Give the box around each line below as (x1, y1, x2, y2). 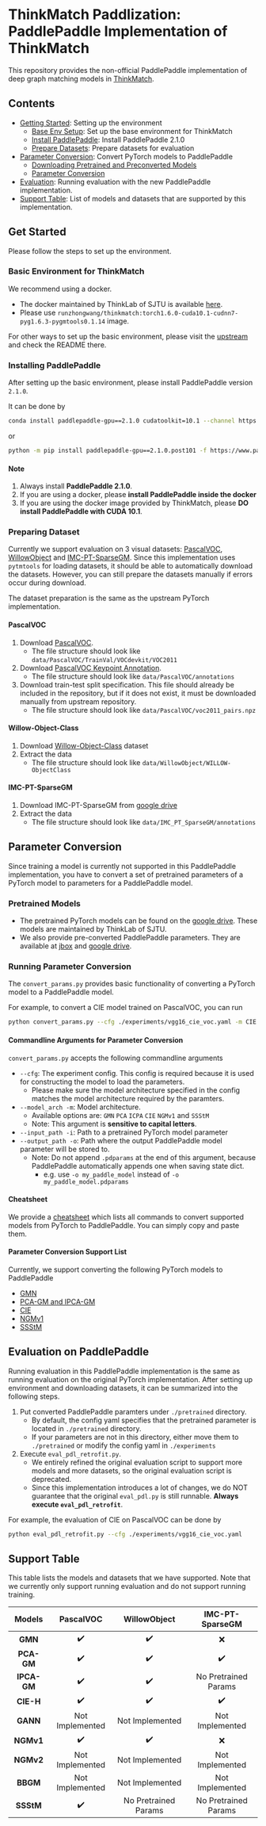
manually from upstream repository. (19, 696, 137, 706)
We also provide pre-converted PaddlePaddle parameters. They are (19, 933, 241, 943)
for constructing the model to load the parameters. (19, 1077, 185, 1086)
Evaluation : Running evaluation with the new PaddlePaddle (19, 177, 211, 186)
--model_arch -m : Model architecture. (19, 1102, 141, 1112)
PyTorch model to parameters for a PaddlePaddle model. (8, 878, 193, 887)
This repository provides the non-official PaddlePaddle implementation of (8, 65, 248, 75)
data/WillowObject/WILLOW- (142, 759, 231, 767)
